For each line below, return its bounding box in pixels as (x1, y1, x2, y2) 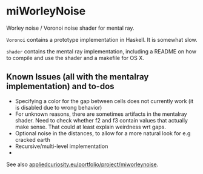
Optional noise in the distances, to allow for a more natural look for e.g (15, 129, 191, 137)
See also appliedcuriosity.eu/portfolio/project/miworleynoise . (6, 161, 159, 168)
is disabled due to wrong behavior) (15, 104, 102, 111)
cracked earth (15, 136, 50, 143)
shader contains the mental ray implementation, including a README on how (6, 47, 197, 55)
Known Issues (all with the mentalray (6, 72, 149, 82)
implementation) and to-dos (6, 81, 115, 92)
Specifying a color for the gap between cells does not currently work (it (15, 97, 194, 104)
